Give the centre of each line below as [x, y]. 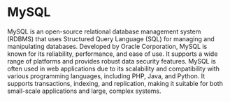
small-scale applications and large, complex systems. [84, 91]
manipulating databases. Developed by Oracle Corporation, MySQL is [107, 46]
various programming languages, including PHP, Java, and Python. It [106, 76]
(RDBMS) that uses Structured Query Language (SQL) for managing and [111, 38]
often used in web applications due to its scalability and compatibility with [114, 68]
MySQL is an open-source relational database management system [104, 31]
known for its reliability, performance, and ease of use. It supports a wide [113, 54]
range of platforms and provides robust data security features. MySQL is [112, 61]
